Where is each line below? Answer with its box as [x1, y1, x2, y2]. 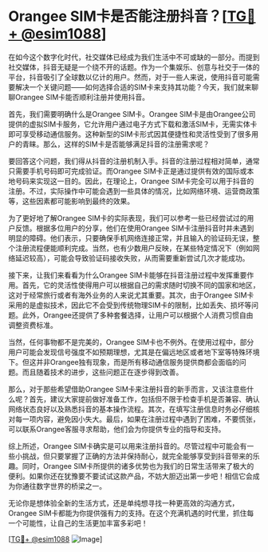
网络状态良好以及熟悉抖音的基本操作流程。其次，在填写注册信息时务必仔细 [8, 404, 253, 414]
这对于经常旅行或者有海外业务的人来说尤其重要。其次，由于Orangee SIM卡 [8, 290, 254, 300]
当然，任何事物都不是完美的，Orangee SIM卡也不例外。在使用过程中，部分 [8, 337, 254, 346]
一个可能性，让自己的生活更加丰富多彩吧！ [8, 518, 148, 528]
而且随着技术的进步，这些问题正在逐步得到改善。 [22, 367, 183, 377]
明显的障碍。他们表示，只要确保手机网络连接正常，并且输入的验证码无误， [8, 233, 253, 242]
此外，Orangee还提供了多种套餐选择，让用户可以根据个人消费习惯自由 [22, 310, 254, 320]
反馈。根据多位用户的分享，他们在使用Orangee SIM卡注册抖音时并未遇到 [14, 223, 254, 233]
